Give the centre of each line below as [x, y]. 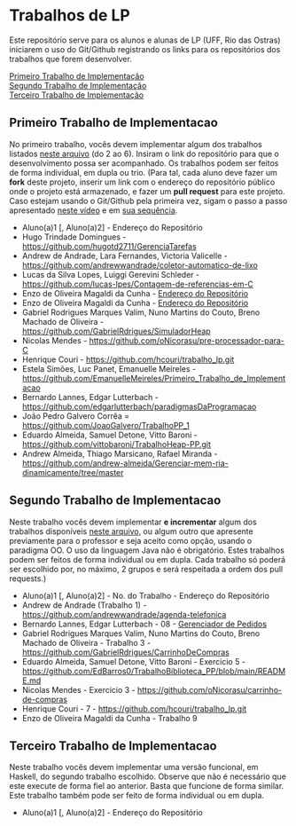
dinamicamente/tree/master [73, 472]
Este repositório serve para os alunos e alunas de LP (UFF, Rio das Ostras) [145, 40]
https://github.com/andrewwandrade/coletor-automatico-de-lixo [140, 265]
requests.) [28, 578]
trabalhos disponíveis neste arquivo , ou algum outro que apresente [132, 531]
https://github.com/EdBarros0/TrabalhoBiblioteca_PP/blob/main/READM [154, 671]
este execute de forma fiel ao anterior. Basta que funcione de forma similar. [147, 786]
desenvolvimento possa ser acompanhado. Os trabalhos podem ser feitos [144, 163]
